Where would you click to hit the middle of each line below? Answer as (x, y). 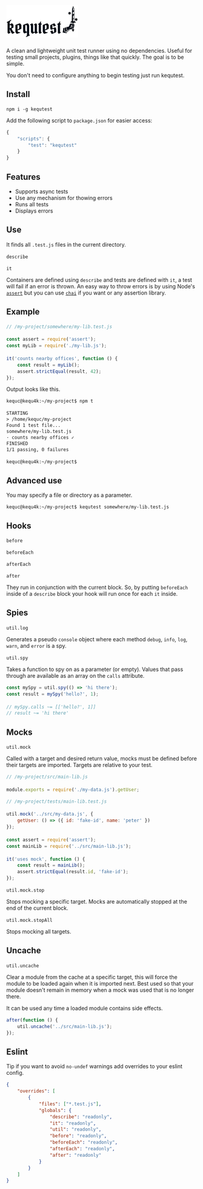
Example (23, 312)
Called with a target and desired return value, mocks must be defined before (102, 758)
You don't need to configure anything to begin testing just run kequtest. (95, 75)
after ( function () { (32, 1020)
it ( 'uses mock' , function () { (46, 859)
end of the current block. (37, 908)
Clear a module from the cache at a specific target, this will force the (92, 977)
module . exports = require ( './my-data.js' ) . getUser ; (73, 789)
